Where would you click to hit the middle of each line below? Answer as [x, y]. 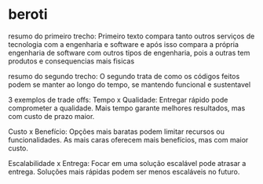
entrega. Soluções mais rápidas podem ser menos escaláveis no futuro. [124, 171]
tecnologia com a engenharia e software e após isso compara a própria [124, 44]
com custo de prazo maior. [51, 116]
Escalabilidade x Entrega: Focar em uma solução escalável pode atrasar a [127, 163]
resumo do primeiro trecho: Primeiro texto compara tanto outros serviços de [131, 36]
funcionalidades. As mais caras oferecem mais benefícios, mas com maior [128, 139]
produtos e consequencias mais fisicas [71, 61]
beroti [28, 14]
